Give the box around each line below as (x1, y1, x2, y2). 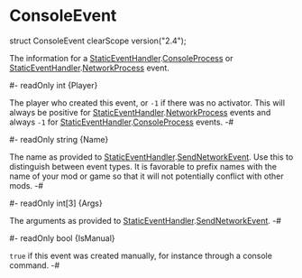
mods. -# (9, 180, 43, 190)
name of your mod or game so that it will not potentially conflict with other (9, 171, 284, 181)
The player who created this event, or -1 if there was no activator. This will (9, 97, 286, 108)
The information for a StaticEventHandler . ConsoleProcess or (9, 52, 233, 63)
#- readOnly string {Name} (9, 134, 109, 144)
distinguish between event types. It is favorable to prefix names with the (9, 161, 278, 171)
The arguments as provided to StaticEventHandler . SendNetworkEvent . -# (9, 215, 282, 226)
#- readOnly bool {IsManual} (9, 232, 115, 244)
